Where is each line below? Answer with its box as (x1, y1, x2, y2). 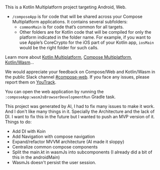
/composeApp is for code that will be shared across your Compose (12, 14, 143, 19)
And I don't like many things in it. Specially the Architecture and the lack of (5, 108, 155, 114)
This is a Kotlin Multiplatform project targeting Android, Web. (5, 4, 127, 10)
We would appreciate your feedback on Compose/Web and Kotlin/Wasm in (5, 69, 155, 75)
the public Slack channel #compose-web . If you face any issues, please (5, 74, 150, 80)
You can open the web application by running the (5, 89, 104, 94)
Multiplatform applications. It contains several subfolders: (12, 19, 128, 24)
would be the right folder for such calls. (19, 45, 99, 50)
